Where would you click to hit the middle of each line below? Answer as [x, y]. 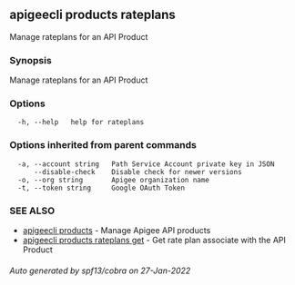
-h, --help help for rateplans [81, 123]
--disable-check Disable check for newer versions [138, 172]
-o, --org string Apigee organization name [113, 180]
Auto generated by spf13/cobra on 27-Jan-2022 [100, 270]
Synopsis [31, 60]
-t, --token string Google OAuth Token [101, 188]
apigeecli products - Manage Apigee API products [117, 230]
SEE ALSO [32, 211]
